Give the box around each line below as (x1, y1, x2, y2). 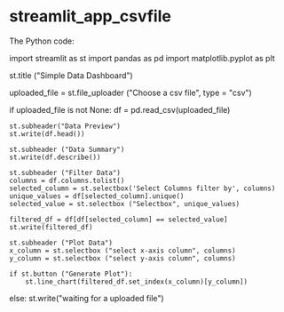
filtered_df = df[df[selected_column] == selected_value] (9, 215, 228, 224)
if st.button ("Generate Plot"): (9, 269, 133, 278)
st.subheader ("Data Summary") (9, 145, 125, 154)
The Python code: (9, 36, 75, 46)
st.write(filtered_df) (9, 222, 93, 232)
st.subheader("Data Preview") (9, 122, 122, 131)
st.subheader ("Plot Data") (9, 238, 114, 247)
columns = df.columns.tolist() (9, 176, 125, 185)
